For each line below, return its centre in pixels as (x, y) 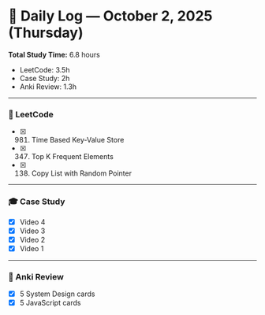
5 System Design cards (57, 294)
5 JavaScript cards (50, 303)
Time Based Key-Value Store (78, 140)
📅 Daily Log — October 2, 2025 (110, 16)
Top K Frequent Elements (73, 157)
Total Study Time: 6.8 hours (54, 54)
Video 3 (32, 231)
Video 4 (32, 222)
